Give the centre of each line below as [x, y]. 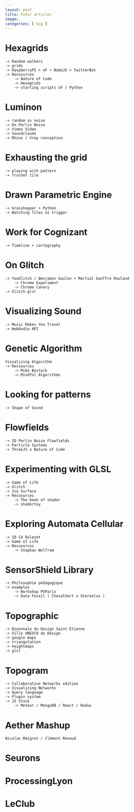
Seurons [23, 758]
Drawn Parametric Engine [59, 195]
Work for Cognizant [46, 232]
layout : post [19, 10]
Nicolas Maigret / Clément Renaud [41, 739]
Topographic [32, 616]
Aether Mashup [38, 725]
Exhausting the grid [46, 158]
